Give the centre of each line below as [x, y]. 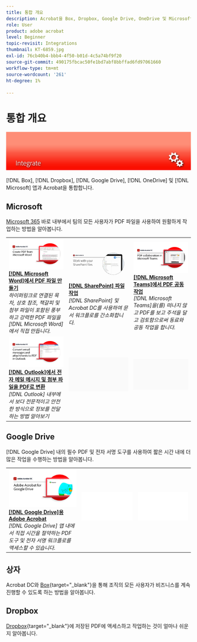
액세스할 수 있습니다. [32, 547]
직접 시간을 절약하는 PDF [43, 533]
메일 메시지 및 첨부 [35, 380]
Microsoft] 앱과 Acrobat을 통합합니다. [50, 188]
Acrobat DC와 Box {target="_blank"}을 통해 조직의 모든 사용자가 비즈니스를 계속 [98, 585]
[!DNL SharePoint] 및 [94, 300]
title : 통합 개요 [25, 12]
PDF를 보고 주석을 [160, 313]
